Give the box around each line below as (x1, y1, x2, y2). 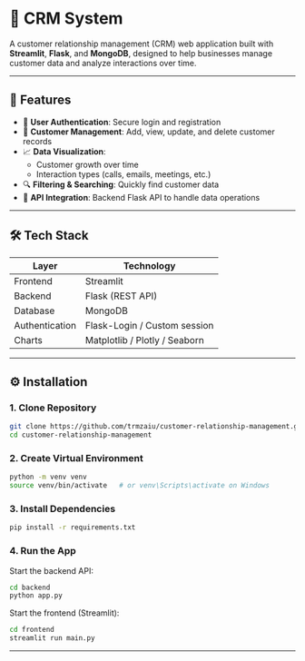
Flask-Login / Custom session (84, 319, 214, 331)
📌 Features (9, 93, 72, 108)
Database (14, 304, 55, 317)
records (22, 135, 53, 146)
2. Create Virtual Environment (9, 451, 143, 464)
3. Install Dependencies (9, 502, 116, 515)
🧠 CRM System (9, 8, 123, 29)
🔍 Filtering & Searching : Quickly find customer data (22, 179, 220, 190)
